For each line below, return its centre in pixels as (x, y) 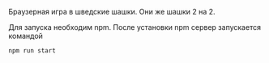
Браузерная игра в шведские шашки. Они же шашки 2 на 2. (112, 12)
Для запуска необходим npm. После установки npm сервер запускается (135, 27)
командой (26, 36)
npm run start (32, 51)
